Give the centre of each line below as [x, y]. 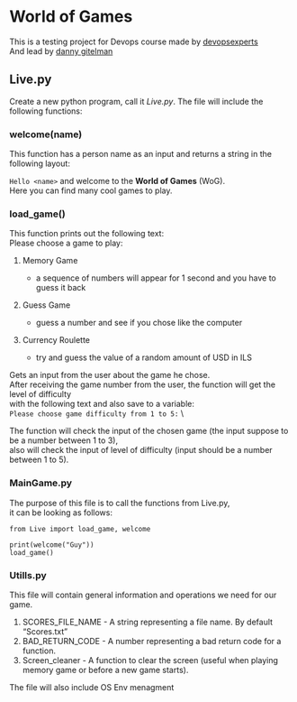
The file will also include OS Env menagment [92, 687]
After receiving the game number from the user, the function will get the [143, 384]
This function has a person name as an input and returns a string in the [141, 154]
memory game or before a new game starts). [105, 670]
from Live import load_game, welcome [80, 529]
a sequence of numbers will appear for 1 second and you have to [156, 278]
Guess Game [46, 305]
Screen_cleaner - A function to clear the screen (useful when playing [150, 660]
